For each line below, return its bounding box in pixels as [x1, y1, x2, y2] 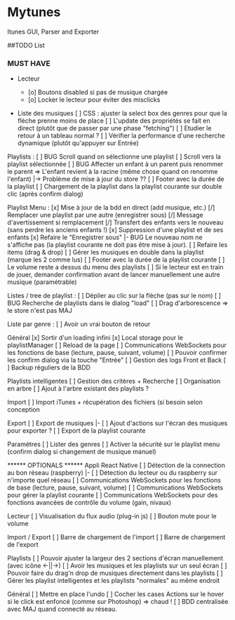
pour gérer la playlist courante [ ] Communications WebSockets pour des [7, 491, 218, 499]
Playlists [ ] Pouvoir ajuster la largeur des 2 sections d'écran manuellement [7, 554, 223, 562]
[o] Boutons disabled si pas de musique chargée [27, 88, 168, 97]
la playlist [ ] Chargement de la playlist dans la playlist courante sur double [7, 182, 222, 191]
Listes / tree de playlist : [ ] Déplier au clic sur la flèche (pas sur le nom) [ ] [7, 292, 221, 300]
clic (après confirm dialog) [7, 190, 84, 198]
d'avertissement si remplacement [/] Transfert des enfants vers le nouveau [7, 218, 224, 227]
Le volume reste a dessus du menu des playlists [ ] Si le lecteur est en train [7, 263, 224, 271]
